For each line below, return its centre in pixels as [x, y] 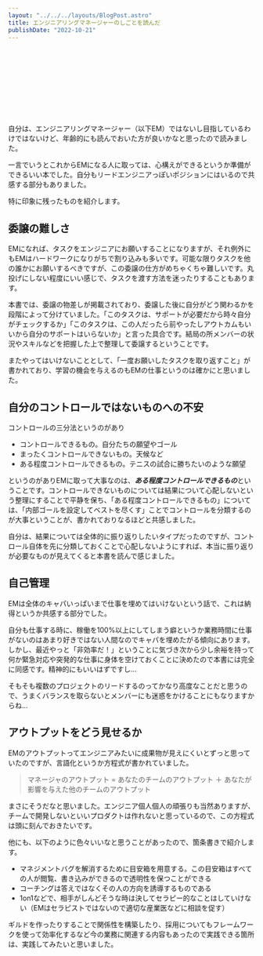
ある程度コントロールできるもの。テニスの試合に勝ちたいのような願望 [133, 464]
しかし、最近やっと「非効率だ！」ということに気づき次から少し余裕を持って [131, 649]
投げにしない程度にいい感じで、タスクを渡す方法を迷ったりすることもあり [128, 278]
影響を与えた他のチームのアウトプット [89, 789]
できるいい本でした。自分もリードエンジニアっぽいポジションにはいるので [128, 175]
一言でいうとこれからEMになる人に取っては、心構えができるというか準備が [130, 165]
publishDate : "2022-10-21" [52, 30]
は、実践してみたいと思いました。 [63, 944]
